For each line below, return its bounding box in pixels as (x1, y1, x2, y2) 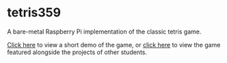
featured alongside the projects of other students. (7, 48, 147, 56)
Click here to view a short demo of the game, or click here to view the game (7, 40, 221, 49)
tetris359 (7, 5, 62, 21)
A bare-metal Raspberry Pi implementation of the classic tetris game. (7, 27, 202, 36)
